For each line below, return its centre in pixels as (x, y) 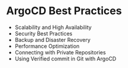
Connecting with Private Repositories (60, 52)
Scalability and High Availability (53, 27)
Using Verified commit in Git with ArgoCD (65, 59)
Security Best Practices (43, 33)
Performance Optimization (47, 46)
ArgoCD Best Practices (64, 11)
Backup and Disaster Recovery (53, 40)
